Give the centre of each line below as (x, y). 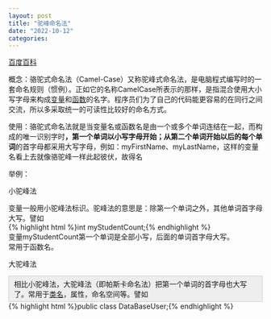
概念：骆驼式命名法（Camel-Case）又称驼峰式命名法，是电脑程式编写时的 (131, 79)
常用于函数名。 (33, 247)
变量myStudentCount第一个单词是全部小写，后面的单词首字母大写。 (121, 237)
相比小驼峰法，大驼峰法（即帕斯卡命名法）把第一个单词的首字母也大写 (131, 284)
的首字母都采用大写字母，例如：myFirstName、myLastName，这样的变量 (138, 147)
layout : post (30, 16)
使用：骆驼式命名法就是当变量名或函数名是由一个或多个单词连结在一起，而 (132, 126)
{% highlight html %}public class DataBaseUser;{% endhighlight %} (121, 306)
